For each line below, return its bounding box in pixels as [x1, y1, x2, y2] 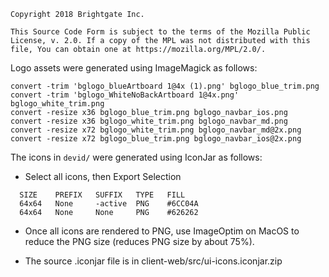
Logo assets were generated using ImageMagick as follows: [10, 62, 258, 74]
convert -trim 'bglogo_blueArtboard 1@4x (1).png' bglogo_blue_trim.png [10, 81, 320, 91]
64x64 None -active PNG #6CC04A [19, 199, 199, 209]
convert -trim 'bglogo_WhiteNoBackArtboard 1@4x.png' [10, 90, 240, 100]
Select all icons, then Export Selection [24, 171, 182, 182]
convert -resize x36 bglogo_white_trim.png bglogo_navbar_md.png [10, 116, 288, 126]
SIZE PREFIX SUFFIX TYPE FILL [19, 190, 186, 200]
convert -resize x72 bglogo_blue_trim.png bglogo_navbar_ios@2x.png [10, 134, 302, 144]
